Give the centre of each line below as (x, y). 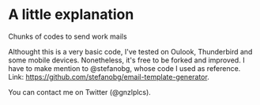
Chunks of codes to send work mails (68, 36)
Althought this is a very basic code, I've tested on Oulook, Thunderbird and (130, 51)
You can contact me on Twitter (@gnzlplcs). (80, 92)
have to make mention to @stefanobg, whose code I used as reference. (124, 68)
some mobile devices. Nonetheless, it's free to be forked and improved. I (126, 60)
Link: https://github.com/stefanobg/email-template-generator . (109, 77)
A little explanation (71, 15)
